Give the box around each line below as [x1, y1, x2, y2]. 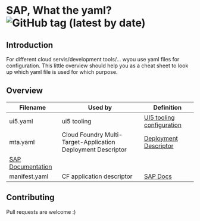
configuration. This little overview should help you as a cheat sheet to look [6, 62, 189, 69]
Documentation [9, 162, 52, 170]
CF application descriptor [61, 172, 133, 180]
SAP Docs [143, 172, 173, 180]
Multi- [104, 130, 123, 139]
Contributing [6, 192, 55, 203]
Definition [153, 103, 182, 111]
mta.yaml [9, 138, 35, 146]
